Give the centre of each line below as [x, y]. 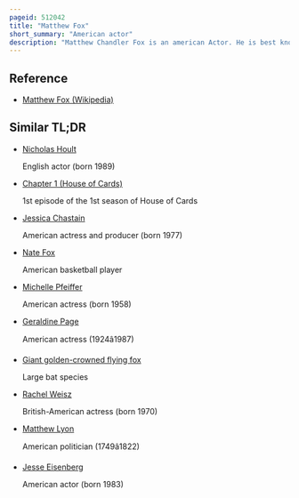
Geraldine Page [50, 321]
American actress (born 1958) [77, 304]
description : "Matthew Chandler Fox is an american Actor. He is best [143, 42]
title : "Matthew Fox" [49, 26]
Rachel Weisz [47, 394]
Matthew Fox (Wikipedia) [68, 100]
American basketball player [72, 269]
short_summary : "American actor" [71, 34]
